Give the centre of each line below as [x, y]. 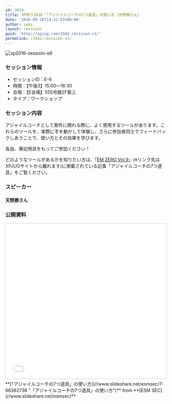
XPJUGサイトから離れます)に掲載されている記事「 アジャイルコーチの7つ [82, 166]
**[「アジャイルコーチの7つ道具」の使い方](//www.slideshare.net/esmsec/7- [85, 384]
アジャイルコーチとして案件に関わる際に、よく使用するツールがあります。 [83, 125]
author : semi [19, 24]
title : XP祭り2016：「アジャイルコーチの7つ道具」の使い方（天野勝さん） [73, 15]
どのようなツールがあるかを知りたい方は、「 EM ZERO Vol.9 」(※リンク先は [83, 160]
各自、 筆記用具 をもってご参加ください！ [48, 149]
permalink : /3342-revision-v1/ [39, 39]
